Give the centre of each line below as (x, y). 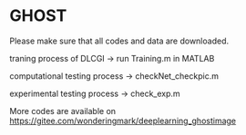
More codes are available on (63, 111)
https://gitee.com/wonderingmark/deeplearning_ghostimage (123, 121)
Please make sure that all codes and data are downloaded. (119, 41)
